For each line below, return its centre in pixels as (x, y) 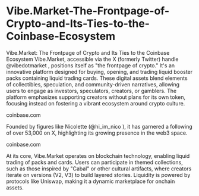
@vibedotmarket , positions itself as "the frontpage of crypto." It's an (91, 65)
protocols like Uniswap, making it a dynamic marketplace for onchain (91, 181)
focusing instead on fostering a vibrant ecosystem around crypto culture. (96, 103)
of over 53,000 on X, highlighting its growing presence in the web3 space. (97, 133)
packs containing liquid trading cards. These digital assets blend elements (97, 78)
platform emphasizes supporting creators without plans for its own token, (96, 97)
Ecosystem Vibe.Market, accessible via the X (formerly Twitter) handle (92, 59)
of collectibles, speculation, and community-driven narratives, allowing (93, 84)
